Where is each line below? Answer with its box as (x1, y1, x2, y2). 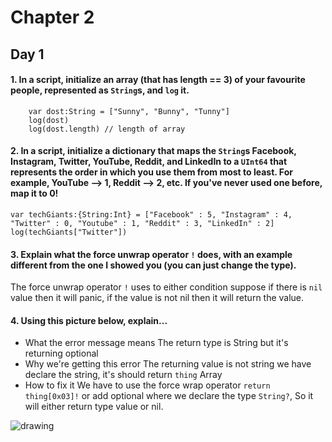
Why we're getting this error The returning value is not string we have (24, 358, 312, 370)
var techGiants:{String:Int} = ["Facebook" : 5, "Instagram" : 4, (10, 209, 293, 220)
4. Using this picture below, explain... (10, 314, 168, 326)
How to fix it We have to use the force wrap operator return (24, 379, 271, 391)
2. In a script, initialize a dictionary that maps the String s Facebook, (10, 145, 297, 157)
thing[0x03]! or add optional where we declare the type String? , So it (24, 390, 314, 402)
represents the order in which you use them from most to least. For (10, 166, 293, 178)
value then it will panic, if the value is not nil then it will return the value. (10, 292, 305, 304)
